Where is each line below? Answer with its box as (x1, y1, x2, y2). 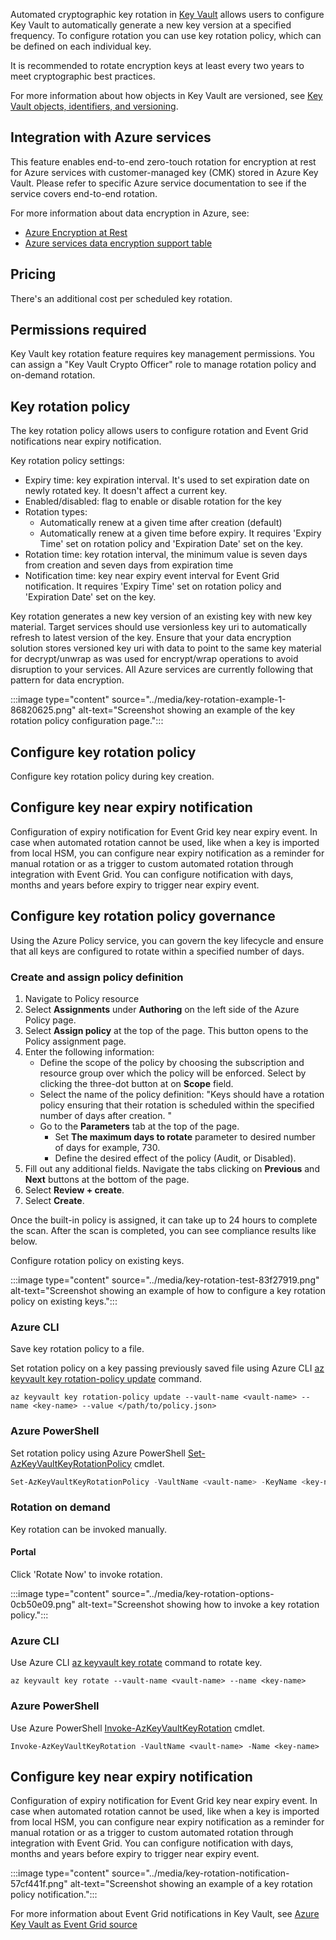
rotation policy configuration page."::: (10, 715, 164, 727)
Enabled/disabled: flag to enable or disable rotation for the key (24, 495, 282, 508)
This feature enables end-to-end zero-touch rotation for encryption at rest (10, 155, 317, 168)
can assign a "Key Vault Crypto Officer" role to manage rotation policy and (10, 359, 317, 371)
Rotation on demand (10, 1500, 111, 1514)
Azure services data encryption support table (24, 237, 213, 249)
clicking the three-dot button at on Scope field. (39, 1077, 234, 1089)
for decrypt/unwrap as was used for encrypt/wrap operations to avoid (10, 653, 299, 665)
